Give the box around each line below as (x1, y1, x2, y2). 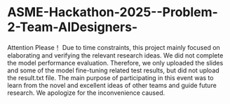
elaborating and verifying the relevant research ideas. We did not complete (7, 51, 224, 60)
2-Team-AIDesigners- (7, 19, 138, 35)
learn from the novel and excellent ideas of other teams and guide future (7, 81, 217, 89)
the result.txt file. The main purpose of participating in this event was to (7, 73, 214, 82)
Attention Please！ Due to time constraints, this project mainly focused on (7, 43, 221, 51)
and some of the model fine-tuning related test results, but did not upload (7, 66, 219, 74)
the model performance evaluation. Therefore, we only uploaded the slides (7, 58, 224, 67)
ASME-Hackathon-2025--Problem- (7, 4, 219, 20)
